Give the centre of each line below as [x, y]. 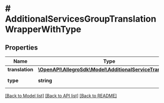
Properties [21, 47]
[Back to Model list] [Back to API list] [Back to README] [61, 96]
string [45, 80]
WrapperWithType [43, 29]
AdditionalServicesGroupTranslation [81, 19]
